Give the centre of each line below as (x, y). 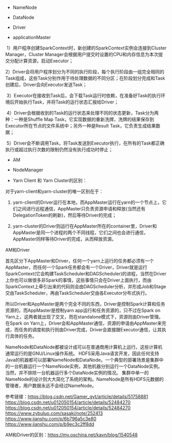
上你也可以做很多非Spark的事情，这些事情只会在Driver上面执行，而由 (79, 280)
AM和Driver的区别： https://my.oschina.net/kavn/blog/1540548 (72, 435)
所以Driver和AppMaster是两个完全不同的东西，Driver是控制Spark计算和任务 (85, 304)
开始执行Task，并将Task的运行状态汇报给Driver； (66, 102)
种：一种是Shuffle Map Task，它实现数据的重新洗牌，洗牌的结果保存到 (80, 119)
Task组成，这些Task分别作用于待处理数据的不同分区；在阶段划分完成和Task (85, 78)
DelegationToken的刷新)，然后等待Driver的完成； (64, 215)
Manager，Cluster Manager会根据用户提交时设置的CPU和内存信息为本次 (82, 54)
